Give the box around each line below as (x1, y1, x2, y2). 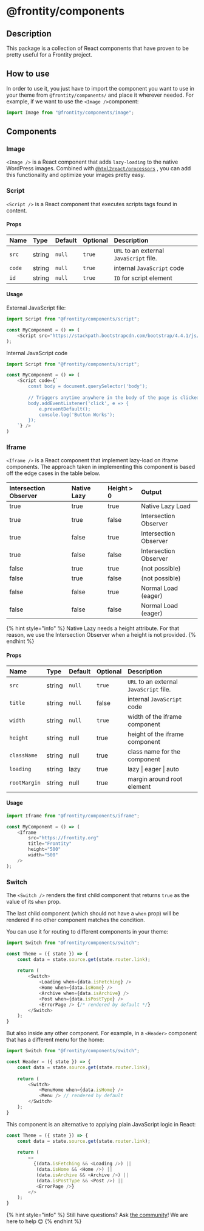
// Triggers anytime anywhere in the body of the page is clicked (28, 394, 200, 401)
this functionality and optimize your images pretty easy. (6, 172, 146, 179)
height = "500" (28, 847, 61, 853)
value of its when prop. (6, 898, 61, 905)
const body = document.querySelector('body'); (28, 383, 148, 390)
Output (141, 488, 162, 496)
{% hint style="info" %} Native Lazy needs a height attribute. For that (6, 625, 180, 632)
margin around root (127, 774, 183, 783)
